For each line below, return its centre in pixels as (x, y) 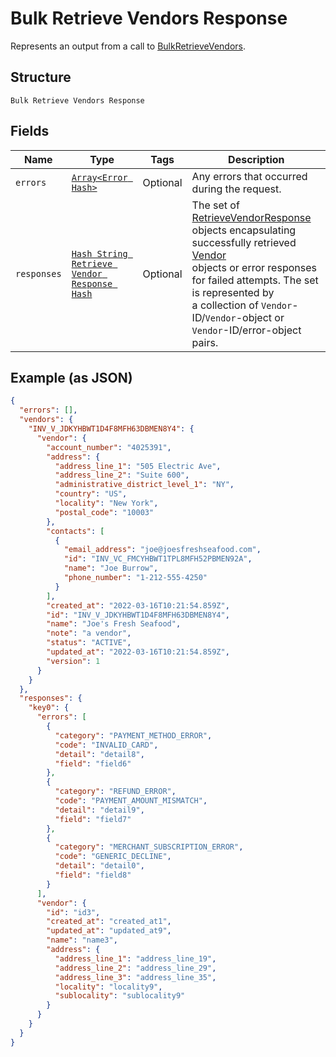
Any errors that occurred (249, 176)
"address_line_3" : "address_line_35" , (135, 977)
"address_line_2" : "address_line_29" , (135, 968)
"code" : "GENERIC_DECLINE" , (113, 857)
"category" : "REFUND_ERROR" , (115, 792)
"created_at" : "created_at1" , (109, 922)
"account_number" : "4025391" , (109, 447)
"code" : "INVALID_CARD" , (106, 745)
